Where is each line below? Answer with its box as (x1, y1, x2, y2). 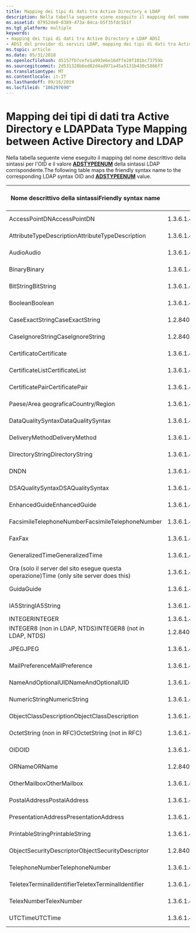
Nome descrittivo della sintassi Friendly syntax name (10, 194, 160, 202)
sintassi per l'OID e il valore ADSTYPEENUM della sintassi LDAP (6, 160, 160, 167)
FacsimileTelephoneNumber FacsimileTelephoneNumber (9, 517, 162, 525)
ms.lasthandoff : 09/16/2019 (6, 80, 75, 85)
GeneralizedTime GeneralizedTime (9, 551, 103, 559)
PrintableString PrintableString (9, 829, 91, 838)
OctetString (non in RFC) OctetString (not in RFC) (9, 729, 142, 737)
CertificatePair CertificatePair (9, 383, 88, 391)
